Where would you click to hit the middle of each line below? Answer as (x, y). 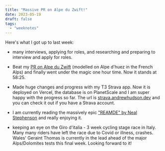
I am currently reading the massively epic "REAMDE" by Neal (75, 113)
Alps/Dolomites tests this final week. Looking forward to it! (72, 143)
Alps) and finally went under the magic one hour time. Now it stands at (84, 72)
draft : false (19, 19)
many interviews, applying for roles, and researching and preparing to (84, 52)
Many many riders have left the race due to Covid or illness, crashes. (83, 133)
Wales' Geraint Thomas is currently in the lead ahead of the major (80, 138)
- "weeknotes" (24, 28)
